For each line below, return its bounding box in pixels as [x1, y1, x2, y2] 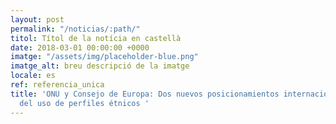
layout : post [10, 14, 65, 25]
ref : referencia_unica [10, 80, 105, 90]
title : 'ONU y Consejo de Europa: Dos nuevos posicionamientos [10, 89, 280, 99]
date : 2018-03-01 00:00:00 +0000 [10, 42, 150, 53]
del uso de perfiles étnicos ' [19, 98, 150, 108]
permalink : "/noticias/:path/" [10, 24, 141, 34]
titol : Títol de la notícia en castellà [10, 33, 182, 43]
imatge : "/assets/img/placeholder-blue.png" [10, 52, 199, 62]
